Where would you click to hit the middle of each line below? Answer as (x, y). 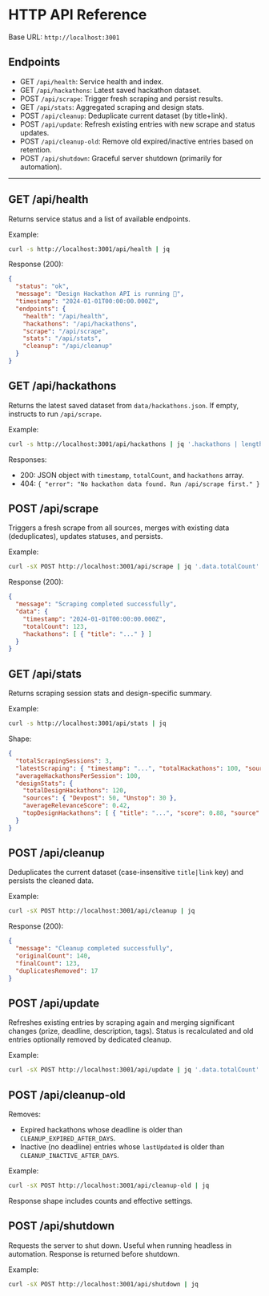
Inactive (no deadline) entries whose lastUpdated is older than (122, 1147)
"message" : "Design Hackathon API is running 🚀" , (100, 294)
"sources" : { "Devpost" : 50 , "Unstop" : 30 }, (100, 798)
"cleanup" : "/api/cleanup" (68, 346)
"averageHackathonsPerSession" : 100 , (78, 776)
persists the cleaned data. (51, 881)
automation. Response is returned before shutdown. (94, 1253)
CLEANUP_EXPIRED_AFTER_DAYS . (68, 1138)
